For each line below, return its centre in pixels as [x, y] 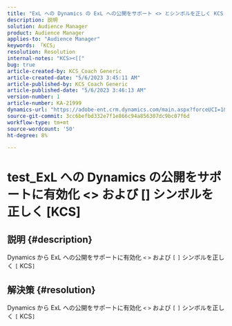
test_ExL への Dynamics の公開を [102, 177]
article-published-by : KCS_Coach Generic [68, 84]
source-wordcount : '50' [41, 129]
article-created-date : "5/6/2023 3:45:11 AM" [74, 78]
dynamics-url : [28, 110]
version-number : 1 [33, 97]
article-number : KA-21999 [44, 103]
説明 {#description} [50, 240]
